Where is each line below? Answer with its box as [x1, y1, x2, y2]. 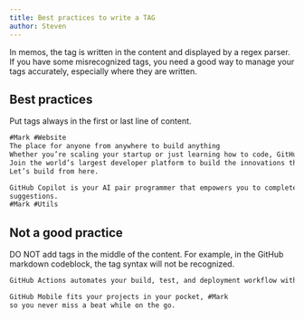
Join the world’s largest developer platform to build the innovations [9, 158, 285, 167]
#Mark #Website [9, 133, 67, 143]
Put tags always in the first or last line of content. [9, 116, 192, 127]
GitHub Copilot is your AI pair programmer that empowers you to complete [9, 183, 298, 192]
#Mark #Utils [9, 200, 59, 209]
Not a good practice [9, 225, 124, 240]
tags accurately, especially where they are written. [9, 65, 197, 77]
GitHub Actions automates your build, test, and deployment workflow [9, 277, 278, 286]
